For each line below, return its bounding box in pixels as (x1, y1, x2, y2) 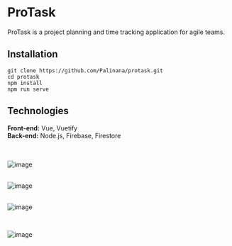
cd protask (7, 73, 40, 80)
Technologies (7, 105, 70, 117)
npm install (7, 79, 43, 86)
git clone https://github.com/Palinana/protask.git (7, 67, 163, 74)
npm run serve (7, 86, 50, 93)
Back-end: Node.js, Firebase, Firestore (7, 131, 121, 140)
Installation (7, 48, 58, 60)
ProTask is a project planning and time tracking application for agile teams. (7, 28, 226, 36)
